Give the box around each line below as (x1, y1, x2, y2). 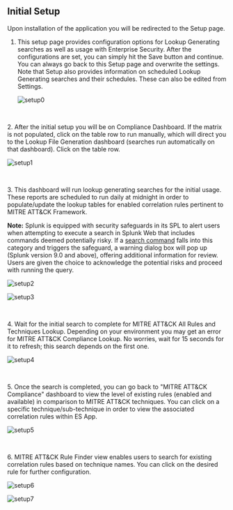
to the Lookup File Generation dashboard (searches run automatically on (7, 137, 216, 146)
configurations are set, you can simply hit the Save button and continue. (17, 52, 224, 61)
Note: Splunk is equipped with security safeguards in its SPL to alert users (7, 221, 220, 230)
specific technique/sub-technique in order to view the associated (7, 405, 195, 413)
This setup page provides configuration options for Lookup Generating (17, 38, 220, 46)
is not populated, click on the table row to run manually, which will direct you (7, 130, 227, 138)
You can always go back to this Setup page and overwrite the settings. (17, 59, 220, 68)
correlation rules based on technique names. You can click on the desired (7, 460, 218, 468)
